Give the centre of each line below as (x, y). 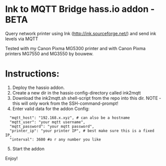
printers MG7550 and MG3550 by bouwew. (49, 54)
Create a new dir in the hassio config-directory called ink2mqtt (77, 92)
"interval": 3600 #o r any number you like (55, 139)
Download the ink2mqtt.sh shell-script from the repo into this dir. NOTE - (87, 98)
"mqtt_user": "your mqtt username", (47, 122)
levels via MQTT (22, 39)
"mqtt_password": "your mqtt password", (52, 126)
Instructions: (32, 74)
